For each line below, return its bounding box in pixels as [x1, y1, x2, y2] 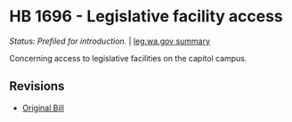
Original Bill [21, 102, 65, 113]
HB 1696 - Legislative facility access [9, 6, 283, 27]
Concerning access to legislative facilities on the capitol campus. [9, 53, 247, 63]
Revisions [9, 78, 65, 94]
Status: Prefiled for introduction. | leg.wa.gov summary [9, 36, 211, 46]
